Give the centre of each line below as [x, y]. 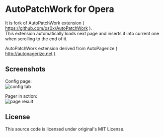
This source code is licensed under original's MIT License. [65, 129]
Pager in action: [21, 96]
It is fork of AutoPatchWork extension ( [45, 23]
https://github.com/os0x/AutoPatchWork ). [49, 28]
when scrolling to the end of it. [37, 39]
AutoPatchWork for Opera [60, 9]
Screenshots [25, 69]
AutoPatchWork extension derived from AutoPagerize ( [61, 48]
